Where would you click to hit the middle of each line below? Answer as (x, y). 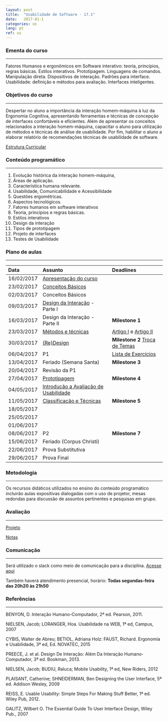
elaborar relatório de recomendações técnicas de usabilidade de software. (82, 137)
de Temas (123, 346)
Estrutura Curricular (26, 147)
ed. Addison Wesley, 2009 (33, 684)
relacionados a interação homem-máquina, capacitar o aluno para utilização (84, 126)
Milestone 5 (126, 401)
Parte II (51, 324)
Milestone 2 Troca (134, 340)
